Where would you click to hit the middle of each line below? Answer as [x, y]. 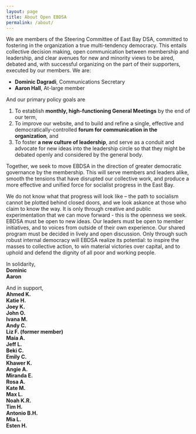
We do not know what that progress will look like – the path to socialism [92, 196]
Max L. [15, 395]
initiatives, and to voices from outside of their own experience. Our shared [96, 228]
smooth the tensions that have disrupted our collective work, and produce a [98, 179]
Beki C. [15, 350]
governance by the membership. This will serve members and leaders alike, [97, 173]
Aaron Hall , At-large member [50, 88]
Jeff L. [14, 344]
